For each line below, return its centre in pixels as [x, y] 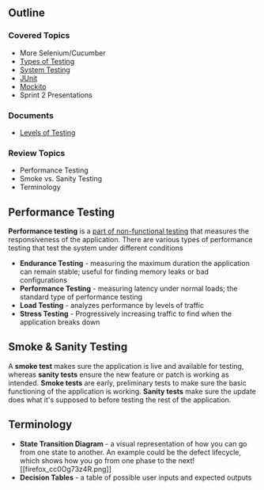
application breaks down [60, 322]
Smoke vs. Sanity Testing [61, 179]
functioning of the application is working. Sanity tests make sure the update [132, 391]
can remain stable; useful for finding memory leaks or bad [114, 272]
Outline [26, 13]
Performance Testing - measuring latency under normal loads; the [128, 289]
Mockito [33, 86]
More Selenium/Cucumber [62, 53]
